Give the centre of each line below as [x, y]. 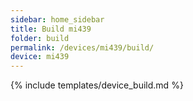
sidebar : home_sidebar [57, 19]
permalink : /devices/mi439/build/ [82, 47]
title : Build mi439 [51, 29]
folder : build [40, 38]
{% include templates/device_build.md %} [97, 85]
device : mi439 [40, 57]
